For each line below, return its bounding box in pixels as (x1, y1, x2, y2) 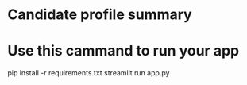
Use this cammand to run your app (7, 42, 240, 60)
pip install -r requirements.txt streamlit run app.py (7, 68, 170, 78)
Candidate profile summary (7, 6, 192, 24)
